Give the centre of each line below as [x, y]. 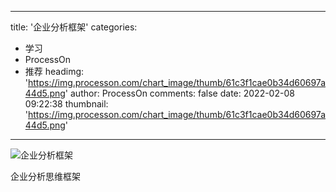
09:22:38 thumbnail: [66, 104]
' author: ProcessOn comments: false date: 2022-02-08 [179, 93]
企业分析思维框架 [45, 176]
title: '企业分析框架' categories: [74, 27]
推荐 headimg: [54, 71]
